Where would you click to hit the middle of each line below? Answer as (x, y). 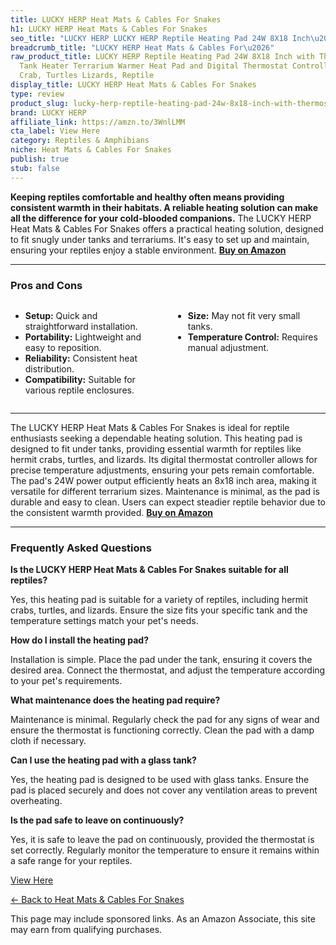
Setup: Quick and (61, 315)
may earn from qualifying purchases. (86, 930)
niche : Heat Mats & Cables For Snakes (91, 150)
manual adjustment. (228, 347)
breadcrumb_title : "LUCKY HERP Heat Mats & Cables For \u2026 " (142, 47)
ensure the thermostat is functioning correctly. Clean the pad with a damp (162, 730)
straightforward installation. (81, 326)
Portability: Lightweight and (83, 337)
